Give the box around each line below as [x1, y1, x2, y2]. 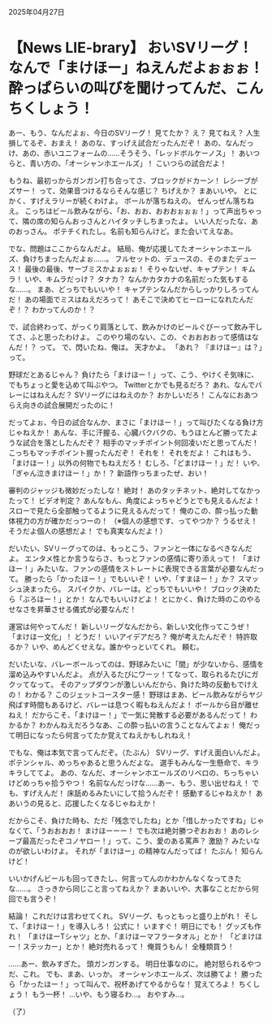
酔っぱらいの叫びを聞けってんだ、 [8, 80, 235, 98]
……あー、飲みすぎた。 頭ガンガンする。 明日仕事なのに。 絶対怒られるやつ [8, 958, 261, 969]
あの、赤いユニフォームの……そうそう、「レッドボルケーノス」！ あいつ [22, 148, 261, 158]
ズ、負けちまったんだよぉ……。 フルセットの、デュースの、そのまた [8, 254, 235, 263]
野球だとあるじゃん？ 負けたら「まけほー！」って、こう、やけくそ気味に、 [8, 369, 259, 380]
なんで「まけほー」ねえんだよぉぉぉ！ [8, 59, 264, 77]
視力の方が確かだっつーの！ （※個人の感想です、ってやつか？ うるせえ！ [15, 515, 258, 526]
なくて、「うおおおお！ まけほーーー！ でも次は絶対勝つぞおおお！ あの [8, 826, 245, 835]
